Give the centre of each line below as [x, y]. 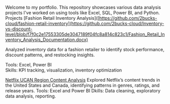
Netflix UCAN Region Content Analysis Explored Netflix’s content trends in [83, 80]
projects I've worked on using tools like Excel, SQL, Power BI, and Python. [83, 13]
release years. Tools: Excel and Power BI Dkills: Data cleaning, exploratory [83, 91]
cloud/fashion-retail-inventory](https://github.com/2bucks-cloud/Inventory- [85, 23]
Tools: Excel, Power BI [29, 65]
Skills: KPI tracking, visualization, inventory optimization [64, 70]
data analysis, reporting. [31, 96]
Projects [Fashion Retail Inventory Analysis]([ [52, 18]
